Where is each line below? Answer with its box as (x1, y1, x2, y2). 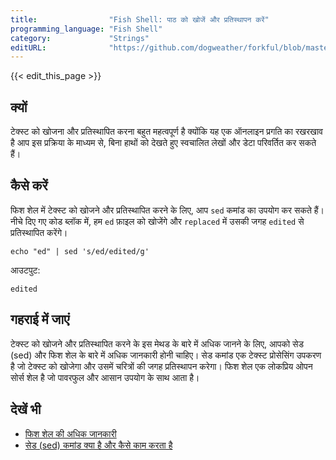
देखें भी (10, 401, 42, 418)
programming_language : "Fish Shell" (10, 24, 163, 34)
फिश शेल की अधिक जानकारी (24, 427, 117, 440)
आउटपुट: (10, 264, 41, 276)
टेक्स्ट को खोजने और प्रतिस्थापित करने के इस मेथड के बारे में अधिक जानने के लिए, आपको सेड (10, 337, 305, 350)
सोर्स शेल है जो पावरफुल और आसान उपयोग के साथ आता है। (10, 371, 200, 383)
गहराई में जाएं (10, 311, 70, 328)
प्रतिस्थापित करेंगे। (10, 226, 68, 238)
